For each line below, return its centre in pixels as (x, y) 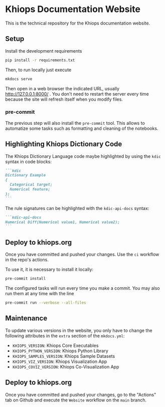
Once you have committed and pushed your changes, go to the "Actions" (81, 394)
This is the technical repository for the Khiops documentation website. (78, 23)
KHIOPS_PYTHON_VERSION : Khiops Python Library (60, 351)
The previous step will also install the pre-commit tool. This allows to (75, 123)
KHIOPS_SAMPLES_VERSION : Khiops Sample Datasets (64, 356)
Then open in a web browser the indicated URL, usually (62, 88)
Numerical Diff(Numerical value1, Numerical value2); (63, 222)
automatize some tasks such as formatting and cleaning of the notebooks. (82, 128)
